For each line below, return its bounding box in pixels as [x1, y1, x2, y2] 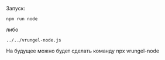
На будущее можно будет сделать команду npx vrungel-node [6, 47, 160, 54]
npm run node [6, 16, 38, 22]
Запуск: [6, 5, 25, 12]
